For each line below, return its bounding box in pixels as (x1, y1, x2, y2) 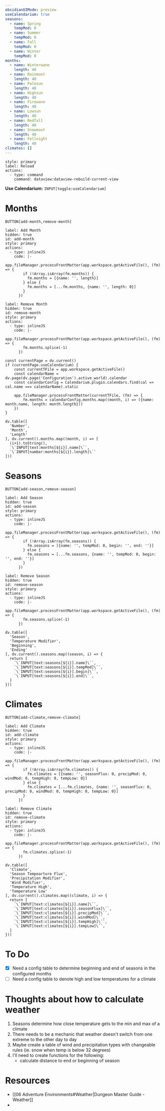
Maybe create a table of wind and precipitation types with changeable (12, 1042, 156, 1047)
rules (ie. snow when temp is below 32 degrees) (12, 1047, 111, 1053)
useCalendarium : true (5, 12, 50, 17)
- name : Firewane (9, 100, 46, 105)
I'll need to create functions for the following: (12, 1052, 104, 1058)
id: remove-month (5, 310, 41, 315)
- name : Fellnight (9, 137, 48, 141)
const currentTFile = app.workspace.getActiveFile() (14, 367, 125, 372)
